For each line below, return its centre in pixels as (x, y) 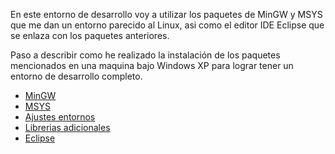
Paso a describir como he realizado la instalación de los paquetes (145, 55)
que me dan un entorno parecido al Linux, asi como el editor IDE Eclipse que (167, 25)
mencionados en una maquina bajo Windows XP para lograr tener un (152, 65)
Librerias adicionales (67, 127)
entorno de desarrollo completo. (76, 76)
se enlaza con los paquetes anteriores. (90, 35)
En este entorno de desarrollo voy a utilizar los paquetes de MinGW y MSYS (166, 14)
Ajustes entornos (60, 117)
